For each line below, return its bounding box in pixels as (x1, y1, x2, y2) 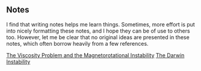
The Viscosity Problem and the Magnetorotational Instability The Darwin (6, 51, 185, 59)
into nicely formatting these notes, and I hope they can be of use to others (6, 27, 191, 34)
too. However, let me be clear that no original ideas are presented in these (6, 33, 190, 41)
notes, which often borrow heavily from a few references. (6, 40, 149, 47)
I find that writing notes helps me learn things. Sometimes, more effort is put (6, 20, 196, 28)
